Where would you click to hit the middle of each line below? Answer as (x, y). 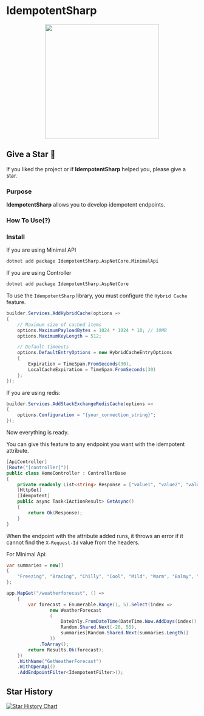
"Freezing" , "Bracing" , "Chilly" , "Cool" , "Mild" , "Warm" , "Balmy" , (106, 576)
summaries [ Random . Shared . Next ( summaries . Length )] (124, 633)
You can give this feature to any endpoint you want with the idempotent (96, 444)
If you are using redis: (33, 392)
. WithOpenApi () (36, 667)
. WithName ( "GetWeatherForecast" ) (59, 661)
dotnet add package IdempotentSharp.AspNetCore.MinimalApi (83, 261)
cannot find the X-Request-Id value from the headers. (73, 542)
